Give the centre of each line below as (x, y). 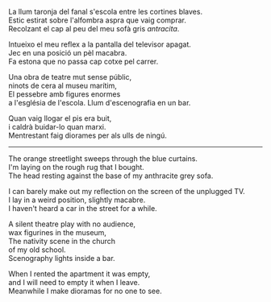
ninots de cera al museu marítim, (63, 85)
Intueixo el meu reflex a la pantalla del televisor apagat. (100, 44)
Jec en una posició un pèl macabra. (68, 53)
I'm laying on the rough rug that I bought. (77, 167)
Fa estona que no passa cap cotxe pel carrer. (83, 61)
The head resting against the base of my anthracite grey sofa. (111, 176)
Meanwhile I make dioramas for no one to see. (85, 291)
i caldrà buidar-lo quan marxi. (57, 127)
